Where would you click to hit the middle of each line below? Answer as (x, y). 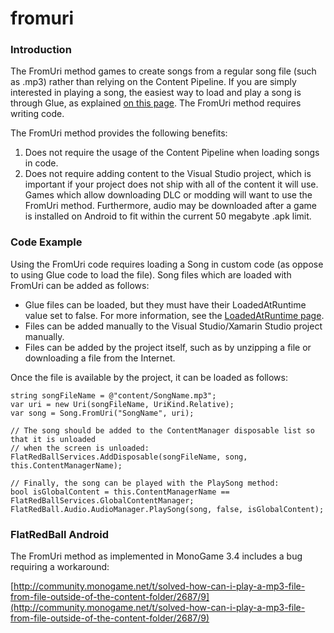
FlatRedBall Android (59, 534)
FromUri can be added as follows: (80, 285)
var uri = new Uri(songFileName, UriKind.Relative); (122, 404)
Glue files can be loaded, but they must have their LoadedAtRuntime (165, 304)
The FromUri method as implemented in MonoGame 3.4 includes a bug (156, 556)
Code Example (46, 242)
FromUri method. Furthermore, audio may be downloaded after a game (170, 206)
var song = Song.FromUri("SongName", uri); (102, 413)
